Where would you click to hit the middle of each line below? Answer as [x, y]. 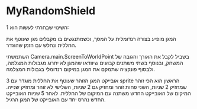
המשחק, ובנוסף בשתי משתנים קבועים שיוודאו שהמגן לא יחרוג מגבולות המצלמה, [95, 63]
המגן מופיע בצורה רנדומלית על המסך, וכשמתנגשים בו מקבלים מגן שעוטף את [91, 39]
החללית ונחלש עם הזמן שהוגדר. [41, 45]
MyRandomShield [51, 11]
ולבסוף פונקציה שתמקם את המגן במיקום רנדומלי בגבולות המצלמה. [80, 69]
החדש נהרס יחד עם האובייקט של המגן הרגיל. [56, 100]
